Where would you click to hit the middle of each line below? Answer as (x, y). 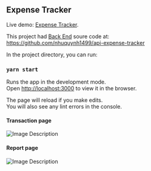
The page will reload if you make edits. (55, 100)
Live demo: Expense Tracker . (42, 24)
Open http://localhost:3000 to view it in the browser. (72, 89)
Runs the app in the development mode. (56, 82)
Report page (22, 147)
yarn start (22, 69)
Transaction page (29, 120)
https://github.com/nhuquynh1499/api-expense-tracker (75, 42)
